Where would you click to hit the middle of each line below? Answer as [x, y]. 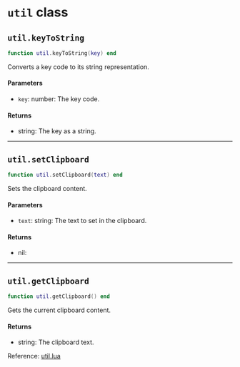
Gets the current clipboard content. [59, 310]
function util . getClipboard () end [59, 296]
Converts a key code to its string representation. [79, 67]
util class [38, 12]
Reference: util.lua [34, 356]
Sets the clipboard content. [47, 188]
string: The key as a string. [57, 131]
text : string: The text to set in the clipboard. [82, 221]
